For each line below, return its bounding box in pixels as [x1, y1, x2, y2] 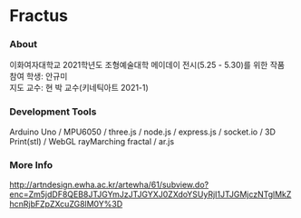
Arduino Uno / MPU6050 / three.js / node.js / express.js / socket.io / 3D [9, 126, 277, 137]
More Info [9, 158, 53, 171]
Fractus [9, 5, 69, 26]
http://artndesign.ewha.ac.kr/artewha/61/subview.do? [9, 179, 209, 191]
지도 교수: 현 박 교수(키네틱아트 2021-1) [9, 83, 150, 94]
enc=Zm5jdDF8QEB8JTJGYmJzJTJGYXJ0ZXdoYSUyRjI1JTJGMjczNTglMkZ [9, 189, 292, 200]
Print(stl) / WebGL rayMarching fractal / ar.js [9, 135, 175, 146]
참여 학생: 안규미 [9, 71, 68, 82]
